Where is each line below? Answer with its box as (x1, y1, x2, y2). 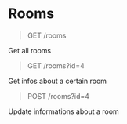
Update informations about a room (8, 107, 119, 116)
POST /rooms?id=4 (27, 91, 90, 100)
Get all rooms (8, 46, 52, 55)
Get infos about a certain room (8, 76, 107, 86)
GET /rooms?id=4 (27, 60, 85, 71)
